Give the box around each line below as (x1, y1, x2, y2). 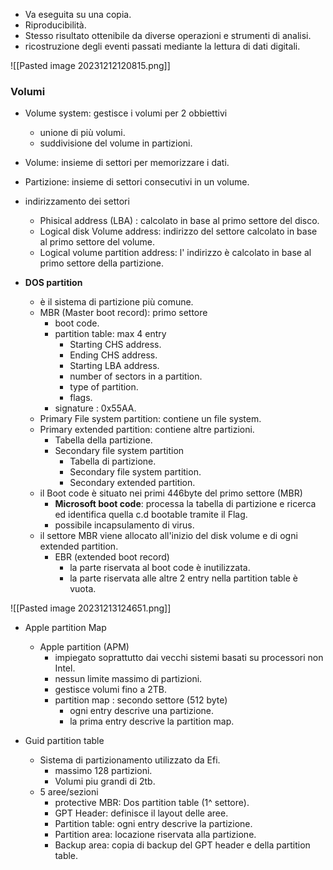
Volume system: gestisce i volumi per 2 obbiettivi (24, 107, 228, 119)
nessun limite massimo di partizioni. (54, 673, 203, 685)
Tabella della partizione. (54, 434, 153, 446)
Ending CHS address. (69, 349, 158, 361)
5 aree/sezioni (39, 786, 99, 798)
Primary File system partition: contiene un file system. (39, 413, 262, 425)
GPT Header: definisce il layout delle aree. (54, 807, 229, 819)
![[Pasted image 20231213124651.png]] (10, 602, 172, 614)
